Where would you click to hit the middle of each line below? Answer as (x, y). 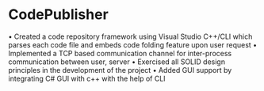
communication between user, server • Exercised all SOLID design (117, 62)
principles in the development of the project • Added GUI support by (120, 70)
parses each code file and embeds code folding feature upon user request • (133, 44)
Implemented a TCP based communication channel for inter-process (120, 53)
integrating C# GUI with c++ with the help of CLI (87, 78)
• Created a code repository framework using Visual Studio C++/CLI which (130, 36)
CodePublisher (58, 15)
